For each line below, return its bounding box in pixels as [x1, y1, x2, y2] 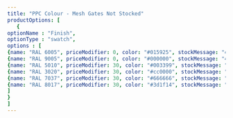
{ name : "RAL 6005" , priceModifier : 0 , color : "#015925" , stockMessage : [7, 49, 219, 56]
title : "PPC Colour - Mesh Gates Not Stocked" [7, 10, 144, 17]
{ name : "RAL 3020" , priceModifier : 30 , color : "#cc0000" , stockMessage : [7, 68, 222, 75]
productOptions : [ [7, 17, 60, 24]
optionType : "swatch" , [7, 36, 76, 43]
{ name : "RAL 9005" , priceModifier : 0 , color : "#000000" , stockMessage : [7, 56, 219, 62]
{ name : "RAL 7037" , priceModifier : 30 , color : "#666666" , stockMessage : [7, 74, 222, 82]
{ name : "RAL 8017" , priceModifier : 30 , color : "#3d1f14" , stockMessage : [7, 81, 222, 88]
